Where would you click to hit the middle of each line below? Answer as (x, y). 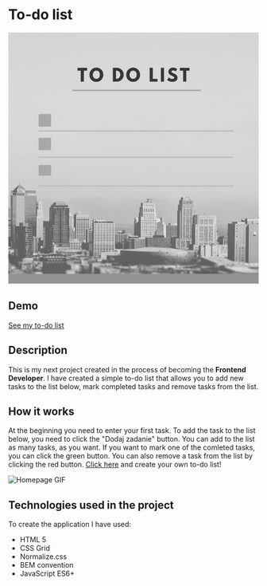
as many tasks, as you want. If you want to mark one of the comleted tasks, (132, 447)
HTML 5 (33, 540)
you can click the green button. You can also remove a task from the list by (130, 456)
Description (38, 350)
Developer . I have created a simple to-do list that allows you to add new (126, 378)
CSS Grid (35, 549)
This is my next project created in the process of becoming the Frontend (127, 369)
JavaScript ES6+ (47, 574)
